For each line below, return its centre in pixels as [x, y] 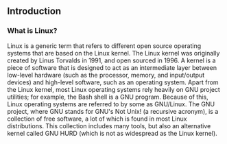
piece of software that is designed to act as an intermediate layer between [112, 67]
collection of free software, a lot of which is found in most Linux [97, 119]
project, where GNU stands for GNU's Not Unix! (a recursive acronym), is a [113, 111]
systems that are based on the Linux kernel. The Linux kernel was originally [113, 53]
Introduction [34, 11]
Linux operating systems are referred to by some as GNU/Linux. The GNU [111, 104]
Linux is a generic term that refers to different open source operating [104, 46]
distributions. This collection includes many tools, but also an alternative [109, 125]
